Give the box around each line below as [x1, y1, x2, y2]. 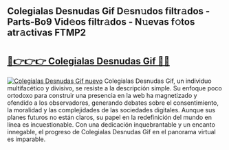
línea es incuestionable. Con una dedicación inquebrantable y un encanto [7, 121, 215, 129]
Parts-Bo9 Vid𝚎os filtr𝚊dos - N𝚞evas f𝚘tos [7, 16, 195, 28]
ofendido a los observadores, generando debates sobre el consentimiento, [7, 99, 219, 107]
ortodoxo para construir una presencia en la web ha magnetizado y [7, 92, 197, 99]
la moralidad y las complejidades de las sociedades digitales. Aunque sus [7, 106, 215, 114]
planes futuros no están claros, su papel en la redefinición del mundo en [7, 113, 212, 121]
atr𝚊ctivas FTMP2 [7, 27, 87, 38]
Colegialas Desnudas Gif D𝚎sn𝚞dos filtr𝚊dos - [7, 5, 210, 17]
